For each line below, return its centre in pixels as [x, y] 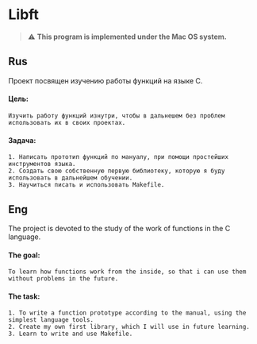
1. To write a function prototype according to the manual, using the [127, 313]
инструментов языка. [42, 164]
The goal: [24, 255]
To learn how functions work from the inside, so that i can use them [127, 272]
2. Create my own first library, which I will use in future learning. [129, 327]
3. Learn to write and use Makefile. [71, 334]
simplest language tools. [51, 320]
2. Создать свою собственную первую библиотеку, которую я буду [117, 171]
